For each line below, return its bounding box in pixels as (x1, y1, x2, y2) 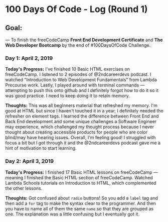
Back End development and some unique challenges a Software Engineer (5, 119, 157, 125)
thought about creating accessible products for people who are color (5, 129, 148, 135)
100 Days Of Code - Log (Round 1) (5, 4, 148, 15)
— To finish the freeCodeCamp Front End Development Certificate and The (5, 37, 163, 43)
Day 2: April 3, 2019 (5, 158, 54, 165)
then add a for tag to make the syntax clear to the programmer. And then (5, 200, 156, 206)
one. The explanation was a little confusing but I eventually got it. (5, 211, 139, 217)
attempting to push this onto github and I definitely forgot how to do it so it (5, 87, 159, 93)
